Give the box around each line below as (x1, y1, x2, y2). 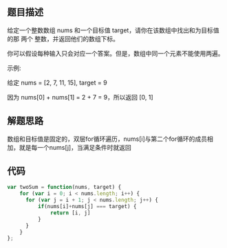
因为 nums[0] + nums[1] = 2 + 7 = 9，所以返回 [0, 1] (7, 93, 153, 101)
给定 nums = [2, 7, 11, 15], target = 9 (7, 78, 108, 87)
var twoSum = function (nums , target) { (7, 184, 122, 191)
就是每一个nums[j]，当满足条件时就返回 (19, 143, 132, 151)
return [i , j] (50, 209, 91, 216)
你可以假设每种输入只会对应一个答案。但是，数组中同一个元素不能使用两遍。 (7, 49, 224, 57)
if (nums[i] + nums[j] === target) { (37, 203, 137, 210)
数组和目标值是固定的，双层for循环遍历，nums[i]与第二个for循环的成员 (7, 135, 208, 143)
